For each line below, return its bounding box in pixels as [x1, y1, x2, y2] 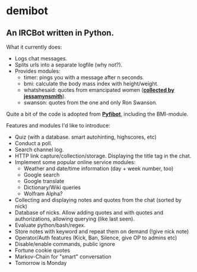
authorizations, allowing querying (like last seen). [14, 215, 135, 222]
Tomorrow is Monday [14, 260, 67, 266]
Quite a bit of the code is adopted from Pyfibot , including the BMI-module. [6, 111, 189, 117]
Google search [23, 171, 60, 178]
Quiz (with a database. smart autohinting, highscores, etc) [14, 133, 157, 140]
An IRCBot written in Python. [6, 28, 115, 38]
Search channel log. [14, 146, 64, 153]
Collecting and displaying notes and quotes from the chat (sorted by [14, 197, 182, 203]
